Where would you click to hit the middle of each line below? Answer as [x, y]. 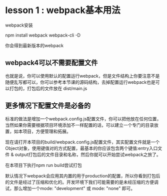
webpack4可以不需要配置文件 [51, 63]
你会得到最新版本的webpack [34, 45]
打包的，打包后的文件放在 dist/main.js [48, 88]
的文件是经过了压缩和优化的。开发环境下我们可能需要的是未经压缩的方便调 [82, 182]
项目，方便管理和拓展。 [46, 131]
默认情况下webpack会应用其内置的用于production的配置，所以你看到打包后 [83, 175]
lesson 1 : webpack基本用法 [63, 10]
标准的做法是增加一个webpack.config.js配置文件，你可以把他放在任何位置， [83, 119]
